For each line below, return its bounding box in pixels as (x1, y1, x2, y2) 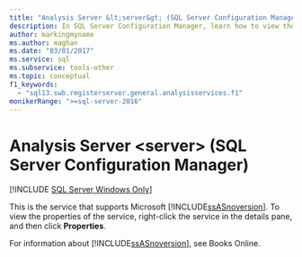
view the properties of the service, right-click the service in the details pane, (9, 211, 293, 222)
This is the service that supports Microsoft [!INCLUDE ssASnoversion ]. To (9, 201, 280, 212)
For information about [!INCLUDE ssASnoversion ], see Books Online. (9, 238, 261, 249)
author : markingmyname (9, 30, 94, 39)
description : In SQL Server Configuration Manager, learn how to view (9, 22, 280, 31)
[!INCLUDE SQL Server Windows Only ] (9, 184, 153, 195)
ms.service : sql (9, 55, 70, 64)
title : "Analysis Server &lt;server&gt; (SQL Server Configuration (9, 13, 268, 22)
